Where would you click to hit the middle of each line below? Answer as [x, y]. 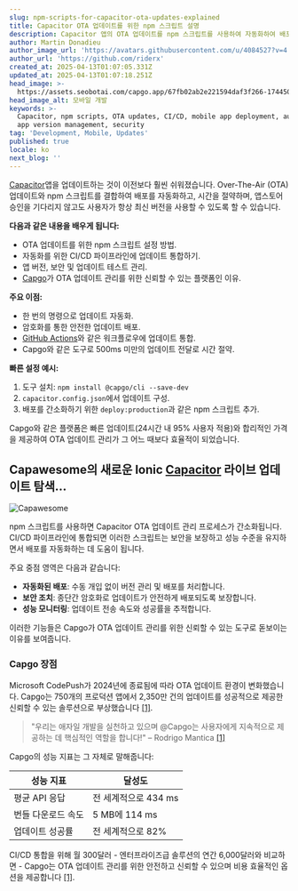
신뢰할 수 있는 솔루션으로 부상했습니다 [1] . [81, 707]
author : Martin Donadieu [55, 42]
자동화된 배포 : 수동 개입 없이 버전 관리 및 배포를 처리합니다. [123, 587]
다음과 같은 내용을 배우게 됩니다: [64, 225]
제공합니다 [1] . [50, 877]
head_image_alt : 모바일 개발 [59, 100]
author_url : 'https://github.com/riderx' [87, 59]
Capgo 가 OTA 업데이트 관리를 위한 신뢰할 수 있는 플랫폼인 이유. [132, 277]
